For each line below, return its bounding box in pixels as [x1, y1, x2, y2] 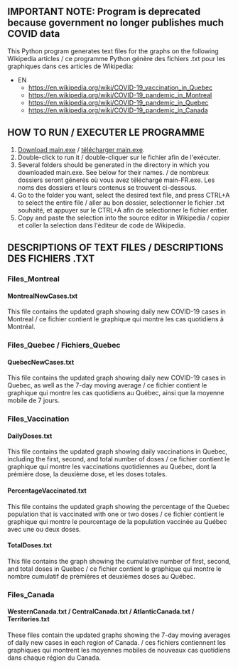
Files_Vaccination [7, 414, 70, 424]
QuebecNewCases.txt [7, 358, 75, 366]
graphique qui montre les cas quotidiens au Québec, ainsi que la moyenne [7, 389, 225, 397]
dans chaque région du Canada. [7, 653, 102, 662]
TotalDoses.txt [7, 541, 52, 550]
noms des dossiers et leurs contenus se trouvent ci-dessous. [17, 183, 198, 191]
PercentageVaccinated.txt [7, 486, 87, 495]
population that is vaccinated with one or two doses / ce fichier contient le [7, 510, 225, 518]
